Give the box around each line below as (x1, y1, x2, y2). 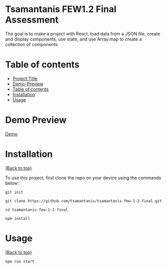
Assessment (5, 14, 58, 26)
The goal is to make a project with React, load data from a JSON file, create (5, 31, 160, 37)
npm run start (5, 259, 35, 264)
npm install (5, 216, 30, 221)
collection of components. (5, 41, 59, 47)
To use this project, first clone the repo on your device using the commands (5, 174, 161, 181)
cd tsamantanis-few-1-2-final (5, 207, 68, 212)
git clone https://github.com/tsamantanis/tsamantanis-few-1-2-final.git (5, 198, 162, 203)
